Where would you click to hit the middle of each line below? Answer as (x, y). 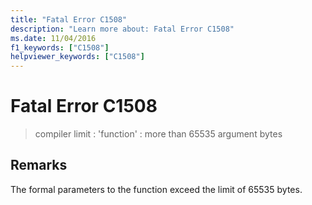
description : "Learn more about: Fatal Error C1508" (122, 29)
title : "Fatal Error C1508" (69, 19)
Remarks (39, 165)
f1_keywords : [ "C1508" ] (60, 47)
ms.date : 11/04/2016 (53, 38)
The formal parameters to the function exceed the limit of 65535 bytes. (156, 189)
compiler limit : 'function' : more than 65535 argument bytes (158, 134)
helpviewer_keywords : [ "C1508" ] (77, 57)
